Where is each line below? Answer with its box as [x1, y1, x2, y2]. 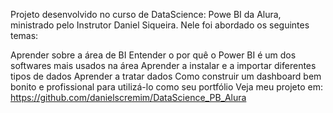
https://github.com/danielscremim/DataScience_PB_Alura [10, 92, 247, 103]
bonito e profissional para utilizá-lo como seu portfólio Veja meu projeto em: [10, 81, 323, 93]
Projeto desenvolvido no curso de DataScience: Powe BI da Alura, [10, 9, 282, 20]
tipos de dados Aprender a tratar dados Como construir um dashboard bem [10, 70, 322, 82]
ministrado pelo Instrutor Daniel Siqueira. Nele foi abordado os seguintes [10, 19, 310, 31]
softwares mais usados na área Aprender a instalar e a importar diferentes [10, 60, 317, 71]
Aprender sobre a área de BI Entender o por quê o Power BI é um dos [10, 49, 297, 61]
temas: [10, 30, 39, 41]
